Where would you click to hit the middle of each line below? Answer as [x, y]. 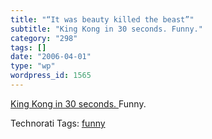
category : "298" [44, 38]
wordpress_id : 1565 [51, 76]
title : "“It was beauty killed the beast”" [102, 19]
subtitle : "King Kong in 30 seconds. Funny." [106, 29]
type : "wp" [33, 66]
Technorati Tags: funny [58, 123]
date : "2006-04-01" [51, 57]
